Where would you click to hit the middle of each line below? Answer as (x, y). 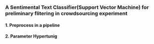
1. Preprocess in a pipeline (33, 25)
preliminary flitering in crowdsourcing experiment (66, 13)
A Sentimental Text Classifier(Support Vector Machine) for (77, 7)
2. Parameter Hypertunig (31, 36)
